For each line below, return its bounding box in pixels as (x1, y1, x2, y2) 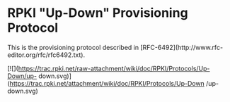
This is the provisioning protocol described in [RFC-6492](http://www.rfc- (7, 43, 224, 51)
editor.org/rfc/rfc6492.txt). (7, 51, 86, 59)
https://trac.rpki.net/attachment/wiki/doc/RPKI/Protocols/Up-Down (9, 79, 205, 87)
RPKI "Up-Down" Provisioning (7, 5, 189, 21)
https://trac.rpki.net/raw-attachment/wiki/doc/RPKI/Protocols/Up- (18, 64, 210, 72)
